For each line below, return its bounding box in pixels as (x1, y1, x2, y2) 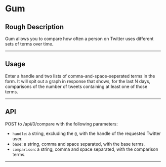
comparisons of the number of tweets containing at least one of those (5, 83, 148, 89)
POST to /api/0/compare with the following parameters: (5, 121, 118, 126)
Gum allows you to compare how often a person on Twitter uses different (5, 36, 154, 42)
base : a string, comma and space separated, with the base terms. (12, 141, 145, 147)
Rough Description (5, 23, 64, 31)
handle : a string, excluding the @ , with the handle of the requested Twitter (12, 130, 161, 136)
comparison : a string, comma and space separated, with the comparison (12, 146, 159, 152)
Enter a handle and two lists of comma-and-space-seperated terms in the (5, 73, 155, 79)
